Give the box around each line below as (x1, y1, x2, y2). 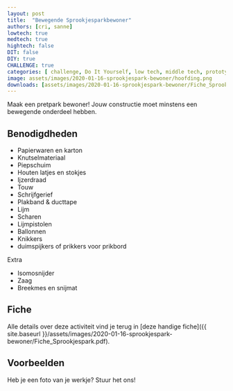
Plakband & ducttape (17, 198, 78, 206)
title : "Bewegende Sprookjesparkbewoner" (7, 17, 132, 24)
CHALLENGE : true (7, 62, 54, 69)
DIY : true (7, 56, 36, 63)
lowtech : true (7, 29, 49, 37)
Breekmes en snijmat (17, 284, 78, 292)
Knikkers (17, 235, 43, 243)
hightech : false (7, 42, 54, 49)
